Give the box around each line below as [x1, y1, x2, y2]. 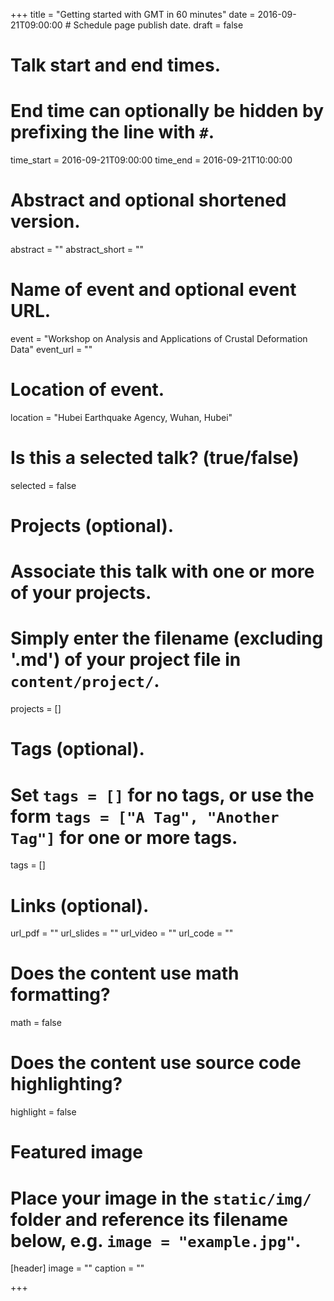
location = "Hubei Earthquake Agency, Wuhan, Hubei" [10, 411, 233, 423]
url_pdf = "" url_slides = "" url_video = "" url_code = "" [10, 927, 234, 939]
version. [10, 210, 81, 233]
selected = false [10, 479, 77, 491]
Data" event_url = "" [10, 344, 93, 355]
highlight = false [10, 1106, 77, 1118]
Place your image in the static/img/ [10, 1187, 312, 1209]
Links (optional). [10, 894, 150, 917]
